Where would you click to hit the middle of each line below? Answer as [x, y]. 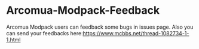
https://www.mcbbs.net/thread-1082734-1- [136, 33]
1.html [13, 39]
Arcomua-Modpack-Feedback [83, 10]
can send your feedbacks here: [45, 33]
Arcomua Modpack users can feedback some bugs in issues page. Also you [100, 27]
